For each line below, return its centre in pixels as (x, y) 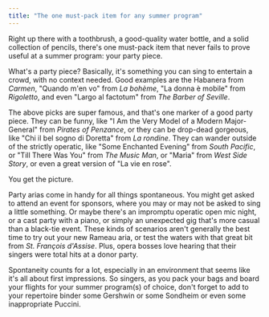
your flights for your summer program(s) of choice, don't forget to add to (128, 287)
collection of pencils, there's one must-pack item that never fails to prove (129, 47)
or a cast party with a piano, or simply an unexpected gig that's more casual (134, 220)
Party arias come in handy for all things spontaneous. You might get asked (131, 194)
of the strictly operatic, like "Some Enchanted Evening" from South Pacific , (132, 146)
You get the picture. (41, 179)
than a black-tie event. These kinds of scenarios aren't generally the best (129, 229)
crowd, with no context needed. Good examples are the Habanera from (126, 79)
